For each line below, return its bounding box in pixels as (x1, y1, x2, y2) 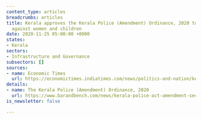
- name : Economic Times (6, 70, 66, 76)
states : (6, 37, 26, 43)
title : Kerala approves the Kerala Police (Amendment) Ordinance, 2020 (6, 20, 189, 26)
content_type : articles (6, 8, 66, 15)
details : (6, 82, 28, 88)
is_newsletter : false (6, 98, 61, 104)
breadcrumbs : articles (6, 14, 63, 20)
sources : (6, 64, 28, 71)
